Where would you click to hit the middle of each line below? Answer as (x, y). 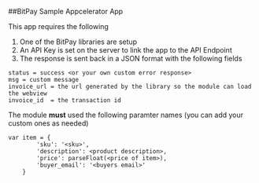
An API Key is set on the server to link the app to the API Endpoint (126, 50)
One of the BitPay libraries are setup (78, 42)
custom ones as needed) (48, 123)
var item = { (30, 137)
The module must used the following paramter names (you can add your (126, 115)
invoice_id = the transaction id (65, 101)
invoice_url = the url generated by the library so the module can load (130, 86)
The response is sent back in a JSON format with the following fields (131, 59)
